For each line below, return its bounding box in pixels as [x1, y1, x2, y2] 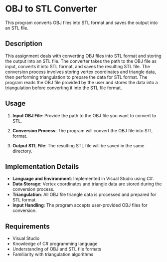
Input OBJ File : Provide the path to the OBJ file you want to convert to [12, 112, 157, 118]
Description [5, 40, 42, 48]
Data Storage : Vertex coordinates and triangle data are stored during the [12, 181, 162, 187]
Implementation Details [5, 162, 79, 171]
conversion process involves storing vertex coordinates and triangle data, [5, 69, 156, 75]
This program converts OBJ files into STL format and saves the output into [5, 20, 158, 26]
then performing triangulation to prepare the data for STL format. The [5, 74, 148, 80]
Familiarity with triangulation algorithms [12, 251, 94, 257]
